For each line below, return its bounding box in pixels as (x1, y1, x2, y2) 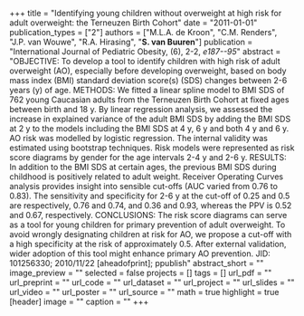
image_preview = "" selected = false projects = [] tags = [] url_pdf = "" (9, 267, 272, 278)
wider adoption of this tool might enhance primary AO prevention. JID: (9, 248, 271, 259)
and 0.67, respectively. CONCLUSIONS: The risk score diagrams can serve (9, 210, 288, 220)
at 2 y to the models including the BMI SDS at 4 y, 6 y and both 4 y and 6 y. (9, 123, 290, 134)
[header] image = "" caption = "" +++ (9, 296, 149, 307)
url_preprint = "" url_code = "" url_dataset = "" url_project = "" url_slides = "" (9, 277, 295, 288)
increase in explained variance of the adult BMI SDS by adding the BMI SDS (9, 113, 291, 124)
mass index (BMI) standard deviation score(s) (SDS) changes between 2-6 (9, 75, 288, 85)
